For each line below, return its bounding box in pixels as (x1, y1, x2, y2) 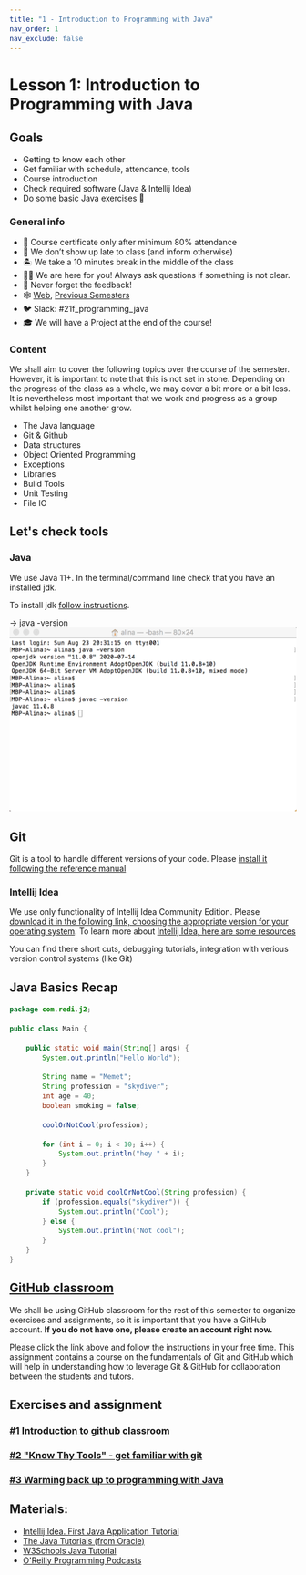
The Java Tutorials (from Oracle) (22, 1535, 146, 1546)
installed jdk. (9, 582, 57, 593)
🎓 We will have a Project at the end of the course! (22, 316, 212, 327)
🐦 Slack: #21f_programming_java (22, 303, 149, 314)
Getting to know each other (22, 154, 126, 165)
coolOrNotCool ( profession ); (42, 1120, 148, 1130)
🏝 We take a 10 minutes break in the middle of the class (22, 256, 234, 267)
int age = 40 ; (42, 1092, 96, 1101)
